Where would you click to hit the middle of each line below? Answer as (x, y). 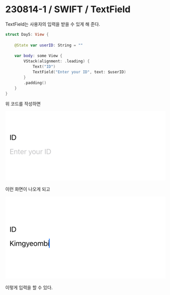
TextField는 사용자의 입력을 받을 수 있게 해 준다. (53, 24)
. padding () (35, 83)
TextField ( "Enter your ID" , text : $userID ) (79, 72)
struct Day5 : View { (27, 34)
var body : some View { (38, 56)
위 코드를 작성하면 (23, 104)
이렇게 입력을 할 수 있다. (29, 288)
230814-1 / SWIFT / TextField (68, 9)
